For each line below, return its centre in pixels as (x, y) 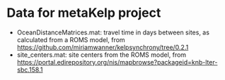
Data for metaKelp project (84, 13)
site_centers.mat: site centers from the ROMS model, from (102, 55)
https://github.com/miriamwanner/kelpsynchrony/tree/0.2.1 (103, 47)
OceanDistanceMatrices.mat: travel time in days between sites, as (113, 32)
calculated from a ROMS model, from (71, 39)
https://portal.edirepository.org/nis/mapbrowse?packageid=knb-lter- (117, 62)
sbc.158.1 (30, 69)
